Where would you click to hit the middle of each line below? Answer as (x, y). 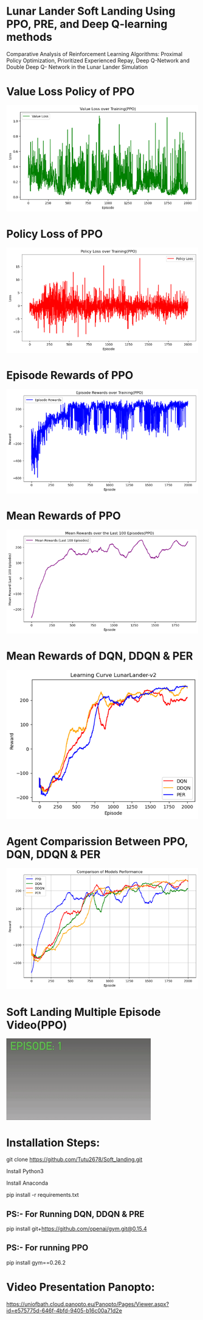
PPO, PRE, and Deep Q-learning (87, 24)
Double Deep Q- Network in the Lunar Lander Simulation (77, 67)
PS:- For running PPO (47, 1248)
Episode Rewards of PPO (70, 375)
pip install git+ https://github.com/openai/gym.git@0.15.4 (77, 1229)
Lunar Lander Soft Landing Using (91, 11)
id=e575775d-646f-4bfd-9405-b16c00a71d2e (64, 1310)
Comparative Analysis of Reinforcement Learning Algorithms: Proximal (95, 54)
